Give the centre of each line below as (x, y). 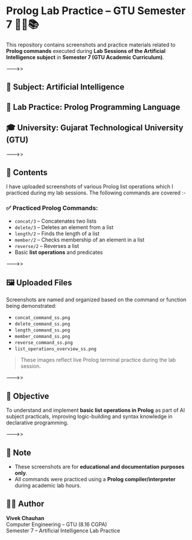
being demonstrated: (31, 306)
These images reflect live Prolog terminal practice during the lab (98, 360)
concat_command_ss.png (42, 318)
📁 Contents (27, 172)
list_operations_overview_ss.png (55, 349)
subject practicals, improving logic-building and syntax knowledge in (90, 417)
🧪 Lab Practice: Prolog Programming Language (93, 107)
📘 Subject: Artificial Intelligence (65, 87)
